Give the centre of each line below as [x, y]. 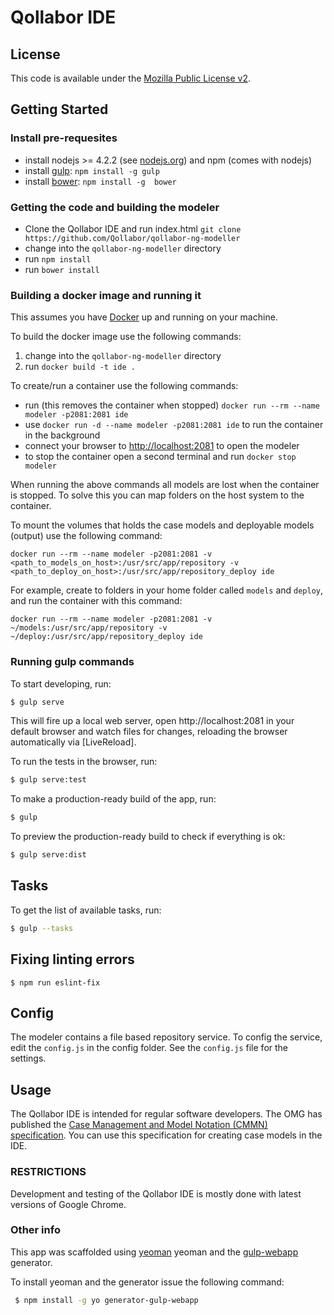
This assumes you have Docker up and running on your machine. [144, 317]
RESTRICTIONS [48, 1172]
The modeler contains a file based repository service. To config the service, [166, 1037]
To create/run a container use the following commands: [124, 386]
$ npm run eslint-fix [55, 982]
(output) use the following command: [86, 536]
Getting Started [59, 109]
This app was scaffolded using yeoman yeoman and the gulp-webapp [154, 1252]
